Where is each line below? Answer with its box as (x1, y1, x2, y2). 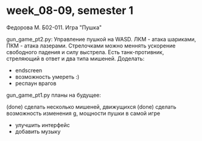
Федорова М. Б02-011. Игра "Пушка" (6, 24, 102, 31)
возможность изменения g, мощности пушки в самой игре (6, 109, 161, 117)
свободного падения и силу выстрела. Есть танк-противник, (6, 48, 164, 55)
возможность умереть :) (15, 73, 80, 80)
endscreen (15, 66, 43, 74)
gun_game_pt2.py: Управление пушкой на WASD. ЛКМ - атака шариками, (6, 35, 197, 43)
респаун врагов (15, 80, 57, 87)
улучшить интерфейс (15, 121, 70, 128)
